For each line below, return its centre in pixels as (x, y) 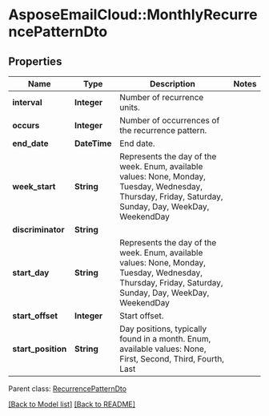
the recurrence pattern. (163, 130)
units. (130, 107)
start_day (31, 273)
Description (173, 84)
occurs (26, 125)
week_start (34, 186)
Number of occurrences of (170, 120)
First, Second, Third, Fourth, (172, 359)
